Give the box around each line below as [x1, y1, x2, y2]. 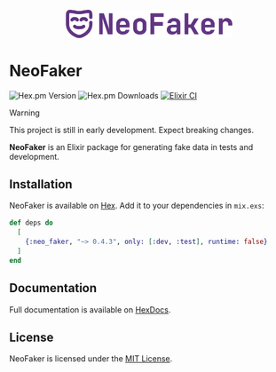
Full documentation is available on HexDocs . [9, 304, 171, 315]
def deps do [9, 218, 53, 227]
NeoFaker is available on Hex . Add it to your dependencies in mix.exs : [9, 201, 264, 211]
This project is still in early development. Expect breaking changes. [9, 124, 255, 135]
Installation [9, 177, 73, 192]
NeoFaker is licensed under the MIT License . [9, 353, 173, 364]
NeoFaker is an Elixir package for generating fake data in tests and [9, 141, 254, 152]
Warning [9, 107, 40, 118]
